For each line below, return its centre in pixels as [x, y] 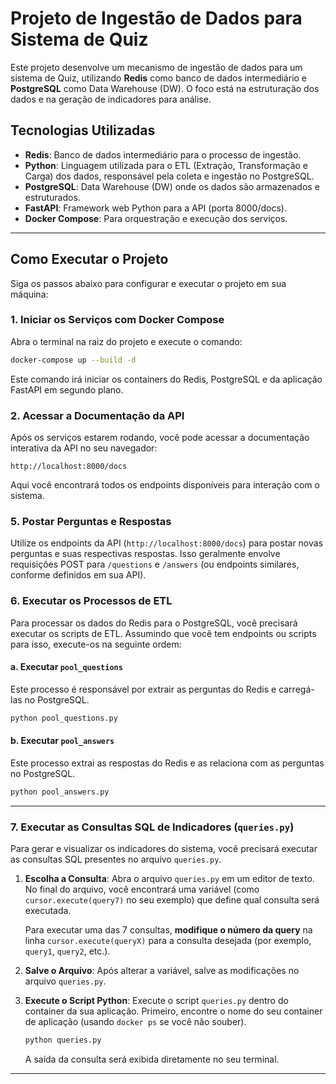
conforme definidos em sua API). [78, 575]
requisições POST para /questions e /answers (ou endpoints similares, [155, 564]
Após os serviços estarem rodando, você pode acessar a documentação [160, 438]
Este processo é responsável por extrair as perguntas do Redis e [143, 689]
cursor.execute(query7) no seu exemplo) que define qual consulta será [172, 900]
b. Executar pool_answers [62, 741]
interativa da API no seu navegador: [84, 448]
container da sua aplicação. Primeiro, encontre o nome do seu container [173, 1011]
